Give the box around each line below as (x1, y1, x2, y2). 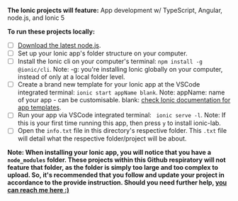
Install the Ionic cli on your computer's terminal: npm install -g (17, 57, 203, 66)
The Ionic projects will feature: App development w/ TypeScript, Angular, (7, 6, 223, 14)
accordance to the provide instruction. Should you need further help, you (7, 178, 227, 187)
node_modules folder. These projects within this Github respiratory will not (7, 156, 226, 164)
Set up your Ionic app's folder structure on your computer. (17, 49, 188, 58)
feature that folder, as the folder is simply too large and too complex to (7, 163, 218, 172)
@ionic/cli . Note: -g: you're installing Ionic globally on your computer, (17, 65, 223, 74)
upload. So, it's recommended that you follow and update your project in (7, 170, 225, 180)
